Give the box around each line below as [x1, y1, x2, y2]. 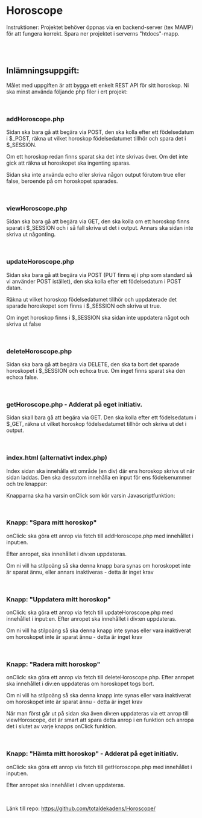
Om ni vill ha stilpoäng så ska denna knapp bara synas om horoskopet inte [6, 562, 191, 569]
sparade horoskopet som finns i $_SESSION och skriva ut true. [6, 302, 162, 309]
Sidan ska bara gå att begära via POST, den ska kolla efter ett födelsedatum [6, 128, 194, 136]
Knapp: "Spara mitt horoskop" [6, 518, 97, 527]
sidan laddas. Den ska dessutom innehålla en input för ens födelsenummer [6, 474, 192, 481]
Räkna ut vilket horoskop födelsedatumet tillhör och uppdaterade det [6, 296, 177, 303]
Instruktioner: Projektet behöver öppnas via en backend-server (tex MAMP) [6, 24, 194, 31]
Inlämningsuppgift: [6, 66, 80, 76]
